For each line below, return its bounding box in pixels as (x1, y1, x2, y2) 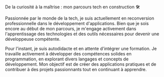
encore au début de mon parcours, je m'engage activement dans (5, 26, 137, 31)
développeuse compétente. (5, 36, 60, 42)
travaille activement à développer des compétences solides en (5, 51, 132, 56)
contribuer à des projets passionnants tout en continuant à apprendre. (5, 67, 147, 72)
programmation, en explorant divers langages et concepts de (5, 56, 129, 62)
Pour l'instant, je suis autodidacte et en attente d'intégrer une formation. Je (5, 46, 157, 51)
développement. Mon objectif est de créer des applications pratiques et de (5, 61, 156, 67)
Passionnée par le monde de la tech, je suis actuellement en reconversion (5, 15, 155, 21)
